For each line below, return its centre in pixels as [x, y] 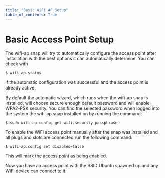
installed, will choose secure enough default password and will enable [78, 103]
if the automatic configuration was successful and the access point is [77, 82]
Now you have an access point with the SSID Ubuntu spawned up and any [82, 166]
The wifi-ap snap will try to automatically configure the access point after [81, 53]
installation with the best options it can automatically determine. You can [80, 59]
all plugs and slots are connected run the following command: [69, 138]
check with [17, 64]
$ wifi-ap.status [23, 73]
